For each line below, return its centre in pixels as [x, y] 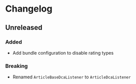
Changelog [29, 9]
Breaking [16, 66]
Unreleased [24, 28]
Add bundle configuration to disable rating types [63, 53]
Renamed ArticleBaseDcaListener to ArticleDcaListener [72, 77]
